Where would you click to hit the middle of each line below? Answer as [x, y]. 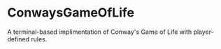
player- [204, 32]
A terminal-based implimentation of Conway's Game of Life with [100, 32]
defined [19, 39]
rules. [39, 39]
